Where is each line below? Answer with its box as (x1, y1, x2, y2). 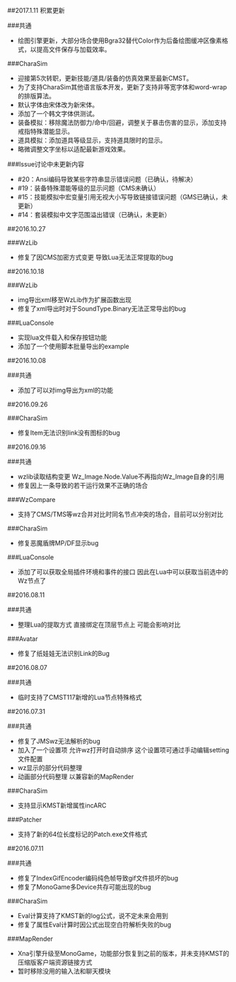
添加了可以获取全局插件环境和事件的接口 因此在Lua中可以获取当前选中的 (17, 568, 228, 576)
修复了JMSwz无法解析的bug (17, 737, 101, 745)
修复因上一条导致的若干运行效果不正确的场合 (17, 481, 148, 489)
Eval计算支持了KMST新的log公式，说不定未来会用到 (17, 912, 168, 920)
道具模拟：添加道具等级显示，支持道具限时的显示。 (17, 136, 167, 144)
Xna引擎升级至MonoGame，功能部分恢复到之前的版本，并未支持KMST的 (17, 949, 230, 957)
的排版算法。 (17, 91, 55, 100)
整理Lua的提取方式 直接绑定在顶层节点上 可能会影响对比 (17, 620, 181, 629)
